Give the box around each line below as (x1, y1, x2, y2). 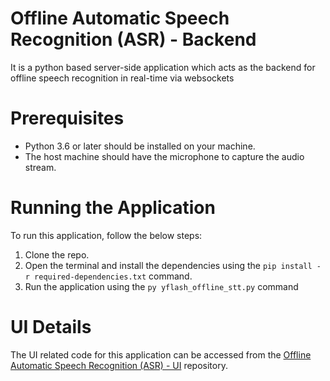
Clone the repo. (24, 248, 90, 261)
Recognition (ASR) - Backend (10, 28, 257, 51)
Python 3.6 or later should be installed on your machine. (24, 140, 256, 152)
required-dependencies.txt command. (34, 270, 193, 282)
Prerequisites (10, 107, 125, 130)
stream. (24, 161, 57, 173)
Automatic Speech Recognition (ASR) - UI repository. (10, 359, 228, 371)
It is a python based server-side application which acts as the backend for (10, 61, 316, 73)
